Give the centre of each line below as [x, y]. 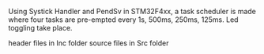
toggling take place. [40, 28]
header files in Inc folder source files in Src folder [89, 43]
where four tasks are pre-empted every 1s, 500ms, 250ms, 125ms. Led [123, 20]
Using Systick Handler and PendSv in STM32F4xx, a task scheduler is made [132, 11]
